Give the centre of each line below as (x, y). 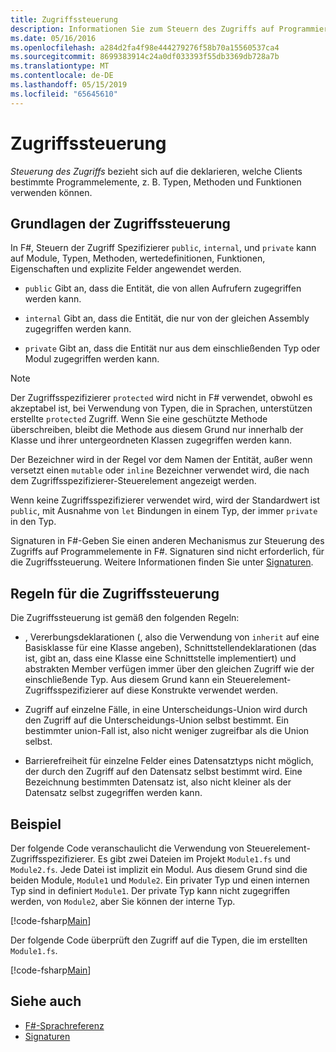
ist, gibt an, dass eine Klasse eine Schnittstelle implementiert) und (160, 658)
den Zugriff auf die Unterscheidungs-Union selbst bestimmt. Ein (156, 720)
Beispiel (36, 824)
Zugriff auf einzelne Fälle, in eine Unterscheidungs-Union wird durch (166, 710)
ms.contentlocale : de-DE (62, 76)
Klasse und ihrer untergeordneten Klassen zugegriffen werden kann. (151, 440)
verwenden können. (51, 192)
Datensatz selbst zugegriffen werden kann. (113, 793)
